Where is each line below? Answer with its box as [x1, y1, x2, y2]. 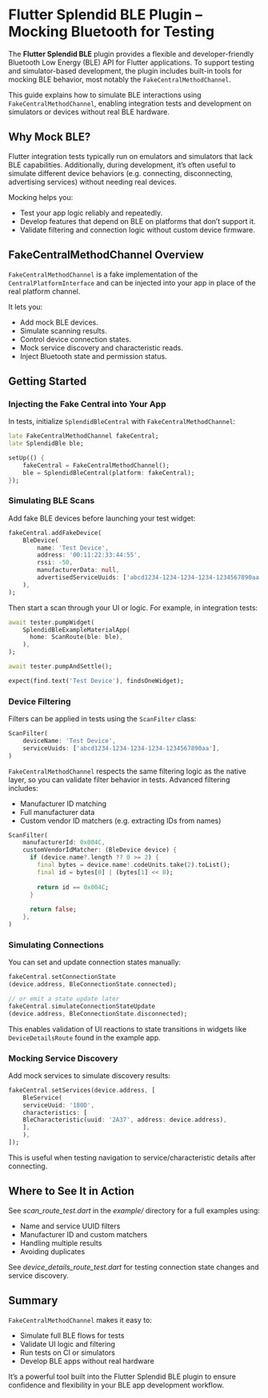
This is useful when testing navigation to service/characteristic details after [8, 1152, 256, 1162]
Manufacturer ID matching [19, 798, 106, 809]
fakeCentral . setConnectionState [8, 973, 116, 981]
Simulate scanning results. [19, 326, 107, 335]
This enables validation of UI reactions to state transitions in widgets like [8, 1024, 246, 1033]
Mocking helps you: [8, 192, 74, 202]
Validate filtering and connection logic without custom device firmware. [19, 225, 256, 234]
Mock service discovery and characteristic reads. [19, 342, 184, 353]
